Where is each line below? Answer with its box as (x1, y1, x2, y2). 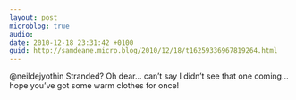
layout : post (9, 12, 58, 22)
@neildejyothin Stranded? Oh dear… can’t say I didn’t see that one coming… (9, 71, 289, 81)
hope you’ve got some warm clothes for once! (9, 80, 180, 91)
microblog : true (9, 21, 70, 30)
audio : (9, 29, 34, 38)
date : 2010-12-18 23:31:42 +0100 (9, 37, 134, 47)
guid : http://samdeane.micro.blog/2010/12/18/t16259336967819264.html (9, 46, 278, 55)
